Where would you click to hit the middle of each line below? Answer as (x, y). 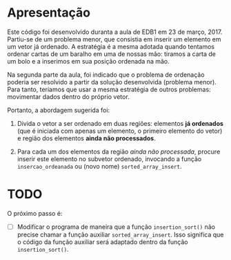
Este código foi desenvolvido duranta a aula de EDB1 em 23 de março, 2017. (115, 32)
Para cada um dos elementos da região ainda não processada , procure (119, 151)
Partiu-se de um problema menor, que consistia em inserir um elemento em (114, 39)
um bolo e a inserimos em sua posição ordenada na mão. (89, 61)
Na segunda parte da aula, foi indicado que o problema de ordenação (106, 75)
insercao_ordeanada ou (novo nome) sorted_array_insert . (99, 166)
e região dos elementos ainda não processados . (87, 138)
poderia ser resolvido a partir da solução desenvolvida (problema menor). (112, 82)
